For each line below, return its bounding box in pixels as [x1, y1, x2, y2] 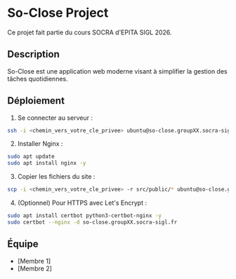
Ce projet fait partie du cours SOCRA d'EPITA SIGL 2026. [7, 28, 172, 36]
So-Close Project [7, 5, 109, 21]
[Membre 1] [17, 257, 51, 265]
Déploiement [7, 95, 65, 107]
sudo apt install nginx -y [7, 160, 86, 167]
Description [7, 48, 60, 60]
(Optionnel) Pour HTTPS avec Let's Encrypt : [17, 198, 147, 207]
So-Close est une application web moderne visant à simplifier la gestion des [7, 67, 228, 75]
